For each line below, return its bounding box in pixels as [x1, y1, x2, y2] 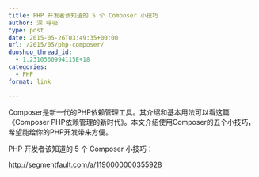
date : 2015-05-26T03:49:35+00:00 [8, 33, 119, 42]
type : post [8, 26, 44, 34]
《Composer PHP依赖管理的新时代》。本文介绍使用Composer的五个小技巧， [8, 117, 256, 126]
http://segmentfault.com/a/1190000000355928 [8, 160, 162, 169]
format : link [8, 77, 51, 85]
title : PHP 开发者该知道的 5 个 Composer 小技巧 [8, 11, 158, 20]
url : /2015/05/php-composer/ [8, 41, 105, 49]
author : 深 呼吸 [8, 19, 59, 27]
